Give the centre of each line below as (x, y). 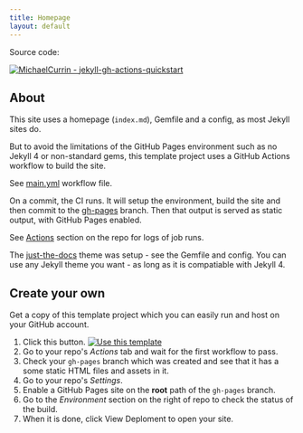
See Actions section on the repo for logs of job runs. (107, 238)
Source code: (34, 52)
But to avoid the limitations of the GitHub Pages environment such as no (143, 146)
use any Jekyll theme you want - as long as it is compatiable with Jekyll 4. (147, 265)
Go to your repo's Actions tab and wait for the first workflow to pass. (150, 352)
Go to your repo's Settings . (73, 381)
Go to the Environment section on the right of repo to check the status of (158, 400)
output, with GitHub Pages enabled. (76, 220)
